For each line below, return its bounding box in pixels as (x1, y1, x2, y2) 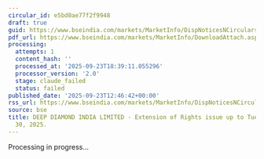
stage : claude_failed (15, 77, 86, 85)
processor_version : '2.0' (15, 70, 101, 78)
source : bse (8, 107, 47, 114)
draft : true (8, 19, 47, 27)
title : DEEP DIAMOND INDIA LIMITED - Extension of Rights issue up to (8, 114, 244, 121)
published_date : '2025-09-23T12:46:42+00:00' (8, 92, 159, 99)
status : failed (15, 84, 65, 92)
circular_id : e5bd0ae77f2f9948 (8, 11, 111, 20)
